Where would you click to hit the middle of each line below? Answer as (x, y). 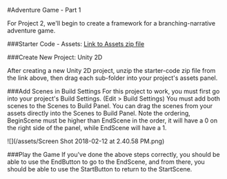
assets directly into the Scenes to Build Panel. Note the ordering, (99, 113)
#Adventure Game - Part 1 (44, 10)
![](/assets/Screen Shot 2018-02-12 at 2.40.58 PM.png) (86, 141)
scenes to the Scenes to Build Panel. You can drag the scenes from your (110, 106)
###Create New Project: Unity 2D (55, 57)
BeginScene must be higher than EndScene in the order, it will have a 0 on (112, 120)
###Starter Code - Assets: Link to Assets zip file (76, 44)
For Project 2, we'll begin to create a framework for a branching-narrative (111, 23)
